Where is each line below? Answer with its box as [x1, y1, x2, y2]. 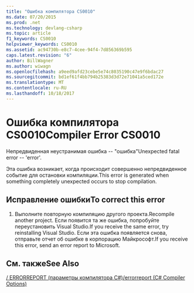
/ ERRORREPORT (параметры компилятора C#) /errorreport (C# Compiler [6, 274, 186, 281]
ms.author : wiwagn [6, 63, 51, 69]
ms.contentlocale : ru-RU [6, 85, 67, 91]
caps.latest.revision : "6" [6, 52, 72, 58]
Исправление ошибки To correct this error [6, 195, 165, 205]
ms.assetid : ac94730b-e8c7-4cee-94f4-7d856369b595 [6, 47, 132, 53]
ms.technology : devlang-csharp [6, 25, 83, 31]
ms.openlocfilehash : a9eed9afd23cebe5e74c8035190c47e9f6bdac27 [6, 69, 164, 75]
